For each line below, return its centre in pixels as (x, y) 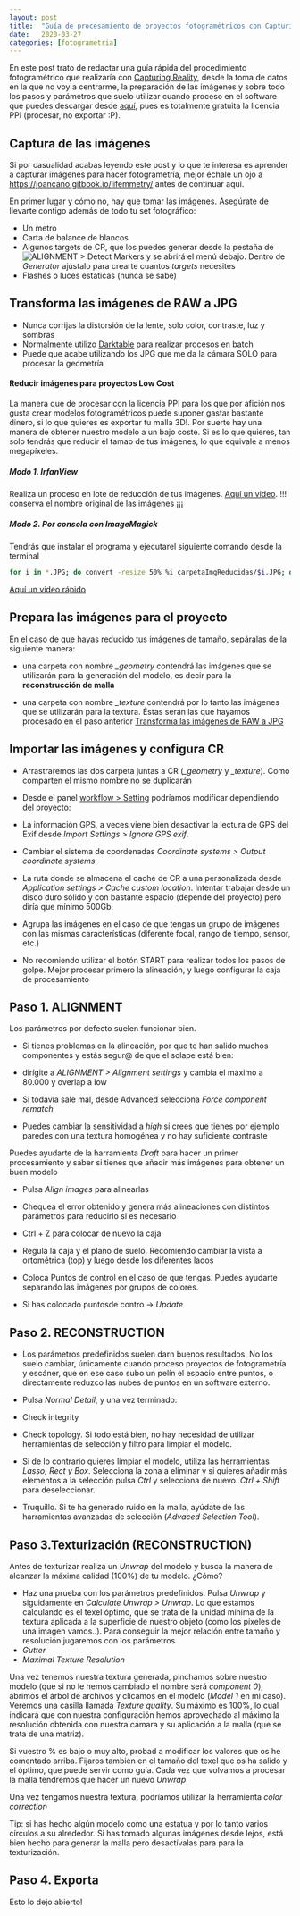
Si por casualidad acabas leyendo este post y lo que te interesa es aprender (149, 165)
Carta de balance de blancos (75, 238)
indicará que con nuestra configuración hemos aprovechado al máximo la (145, 1714)
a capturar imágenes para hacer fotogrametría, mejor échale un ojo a (136, 174)
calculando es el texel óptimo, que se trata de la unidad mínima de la (148, 1612)
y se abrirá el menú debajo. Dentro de (216, 256)
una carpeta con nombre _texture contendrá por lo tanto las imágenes (150, 702)
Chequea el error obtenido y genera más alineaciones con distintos (146, 1206)
